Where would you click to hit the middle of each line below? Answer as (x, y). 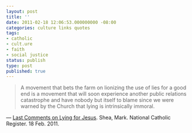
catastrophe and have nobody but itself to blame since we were (97, 100)
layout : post (22, 11)
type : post (19, 66)
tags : (13, 33)
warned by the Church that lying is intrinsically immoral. (88, 106)
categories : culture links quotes (48, 28)
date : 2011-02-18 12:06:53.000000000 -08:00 (61, 22)
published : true (26, 71)
